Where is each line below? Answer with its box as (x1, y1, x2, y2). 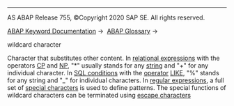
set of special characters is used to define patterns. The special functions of (7, 84, 226, 91)
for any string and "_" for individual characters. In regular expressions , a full (7, 76, 224, 84)
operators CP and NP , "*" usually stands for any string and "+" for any (7, 61, 209, 70)
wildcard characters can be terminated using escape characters (7, 91, 192, 99)
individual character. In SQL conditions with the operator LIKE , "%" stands (7, 69, 219, 77)
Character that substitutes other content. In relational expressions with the (7, 54, 221, 62)
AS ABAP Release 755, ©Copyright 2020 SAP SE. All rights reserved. (7, 13, 205, 22)
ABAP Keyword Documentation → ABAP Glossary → (7, 27, 158, 35)
